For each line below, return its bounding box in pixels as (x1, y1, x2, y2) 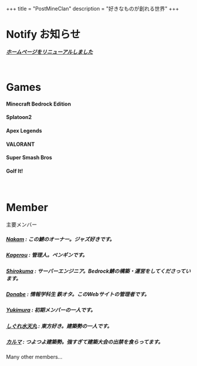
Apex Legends (6, 127, 42, 134)
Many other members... (6, 354, 63, 361)
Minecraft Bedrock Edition (6, 100, 72, 107)
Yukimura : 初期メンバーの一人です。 (6, 307, 96, 314)
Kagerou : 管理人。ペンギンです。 (6, 252, 88, 259)
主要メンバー (6, 221, 37, 228)
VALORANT (6, 140, 35, 148)
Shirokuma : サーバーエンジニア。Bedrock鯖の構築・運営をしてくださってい (6, 267, 191, 274)
